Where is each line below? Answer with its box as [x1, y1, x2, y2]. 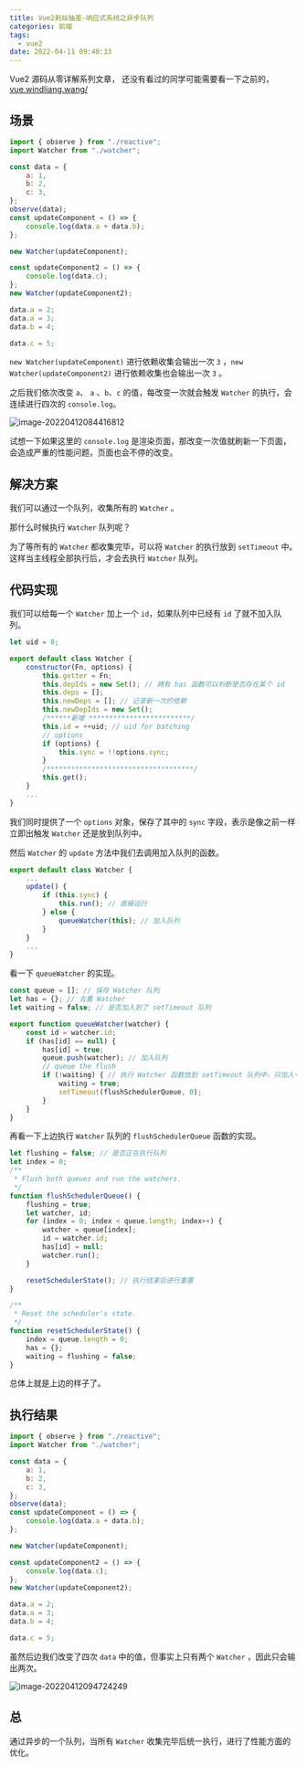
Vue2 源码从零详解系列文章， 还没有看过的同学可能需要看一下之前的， [9, 74, 274, 85]
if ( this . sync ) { [42, 891, 108, 900]
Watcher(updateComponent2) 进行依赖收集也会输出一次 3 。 [9, 367, 227, 379]
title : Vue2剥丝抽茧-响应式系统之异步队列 [9, 13, 154, 23]
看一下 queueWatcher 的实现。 [9, 968, 120, 978]
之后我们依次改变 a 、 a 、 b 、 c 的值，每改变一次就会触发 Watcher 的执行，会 [9, 387, 292, 398]
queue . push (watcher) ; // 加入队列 [42, 1053, 168, 1063]
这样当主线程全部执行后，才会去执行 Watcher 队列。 [9, 553, 203, 564]
